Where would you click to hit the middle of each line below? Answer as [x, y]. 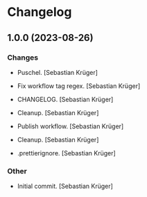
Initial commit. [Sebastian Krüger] [65, 186]
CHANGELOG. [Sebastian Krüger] [65, 99]
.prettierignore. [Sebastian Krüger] [66, 153]
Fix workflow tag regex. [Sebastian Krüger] [79, 86]
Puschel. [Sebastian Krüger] [58, 72]
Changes [23, 58]
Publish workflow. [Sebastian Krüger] [70, 126]
